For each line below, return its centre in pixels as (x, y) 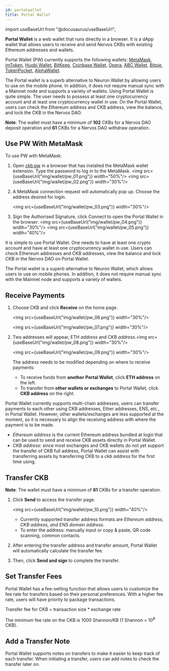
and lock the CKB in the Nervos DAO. (44, 113)
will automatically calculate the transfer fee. (58, 550)
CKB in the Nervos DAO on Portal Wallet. (47, 259)
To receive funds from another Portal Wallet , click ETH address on (90, 377)
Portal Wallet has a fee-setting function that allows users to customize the (82, 588)
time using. (24, 462)
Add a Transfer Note (38, 641)
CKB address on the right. (47, 394)
